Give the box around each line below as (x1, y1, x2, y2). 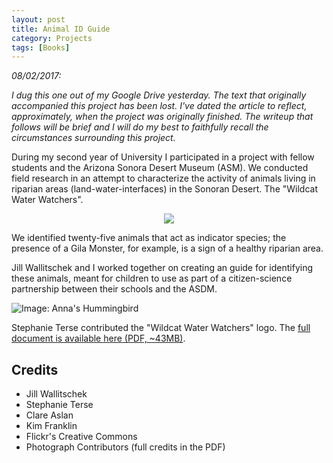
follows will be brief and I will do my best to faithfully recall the (11, 121, 269, 133)
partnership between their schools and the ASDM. (11, 283, 218, 295)
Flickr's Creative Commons (25, 431, 138, 443)
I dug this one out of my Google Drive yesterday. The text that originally (11, 89, 307, 101)
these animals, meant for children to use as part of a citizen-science (11, 272, 293, 285)
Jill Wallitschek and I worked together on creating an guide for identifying (11, 262, 313, 274)
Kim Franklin (25, 420, 78, 432)
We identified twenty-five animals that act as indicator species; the (11, 232, 287, 244)
